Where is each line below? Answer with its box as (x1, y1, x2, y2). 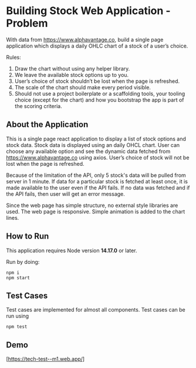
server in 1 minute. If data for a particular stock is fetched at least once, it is (6, 178, 188, 185)
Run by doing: (6, 258, 40, 265)
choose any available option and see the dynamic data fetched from (6, 148, 171, 155)
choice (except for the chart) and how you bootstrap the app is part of (14, 96, 184, 103)
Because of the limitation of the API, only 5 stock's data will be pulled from (6, 172, 186, 179)
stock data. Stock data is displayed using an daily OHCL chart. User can (6, 141, 180, 148)
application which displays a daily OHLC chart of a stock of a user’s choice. (6, 42, 188, 49)
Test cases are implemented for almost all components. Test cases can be (6, 306, 186, 313)
